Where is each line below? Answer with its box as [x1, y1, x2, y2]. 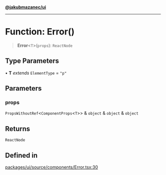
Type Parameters [5, 57, 59, 65]
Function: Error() [5, 26, 75, 38]
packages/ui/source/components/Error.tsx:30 [5, 164, 98, 170]
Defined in [5, 151, 38, 160]
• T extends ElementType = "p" [5, 70, 67, 76]
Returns [5, 125, 31, 133]
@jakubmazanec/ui [5, 4, 46, 10]
